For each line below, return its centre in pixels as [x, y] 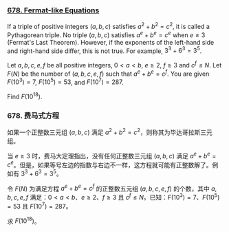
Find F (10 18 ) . [25, 96]
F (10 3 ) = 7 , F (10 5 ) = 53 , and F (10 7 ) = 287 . [65, 81]
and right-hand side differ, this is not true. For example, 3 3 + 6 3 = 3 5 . [105, 50]
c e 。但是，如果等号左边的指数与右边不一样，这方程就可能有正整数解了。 [110, 164]
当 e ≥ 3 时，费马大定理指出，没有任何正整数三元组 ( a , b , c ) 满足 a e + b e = [112, 155]
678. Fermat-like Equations [53, 10]
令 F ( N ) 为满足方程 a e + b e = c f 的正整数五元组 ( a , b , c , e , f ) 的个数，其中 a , [112, 188]
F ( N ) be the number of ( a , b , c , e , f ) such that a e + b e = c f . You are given [108, 73]
